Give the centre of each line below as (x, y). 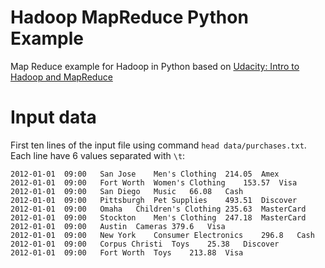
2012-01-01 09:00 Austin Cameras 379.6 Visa (118, 226)
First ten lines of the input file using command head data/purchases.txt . (158, 145)
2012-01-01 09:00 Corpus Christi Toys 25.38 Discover (145, 244)
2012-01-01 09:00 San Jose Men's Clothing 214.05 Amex (145, 174)
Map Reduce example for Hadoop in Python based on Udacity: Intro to (155, 66)
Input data (53, 117)
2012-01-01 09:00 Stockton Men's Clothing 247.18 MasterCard (158, 217)
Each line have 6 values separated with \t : (98, 155)
